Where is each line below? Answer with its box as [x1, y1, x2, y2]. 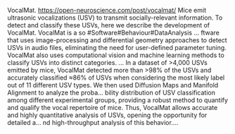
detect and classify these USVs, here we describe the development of [7, 21, 210, 29]
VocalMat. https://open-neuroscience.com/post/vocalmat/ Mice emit [7, 6, 206, 14]
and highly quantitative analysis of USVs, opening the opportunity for [7, 111, 208, 119]
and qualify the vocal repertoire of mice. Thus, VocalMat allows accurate [7, 104, 218, 111]
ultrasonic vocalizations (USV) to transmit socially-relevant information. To [7, 13, 223, 22]
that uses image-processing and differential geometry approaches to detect [7, 36, 227, 44]
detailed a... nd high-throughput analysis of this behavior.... [7, 118, 179, 126]
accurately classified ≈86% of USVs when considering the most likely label [7, 73, 225, 82]
